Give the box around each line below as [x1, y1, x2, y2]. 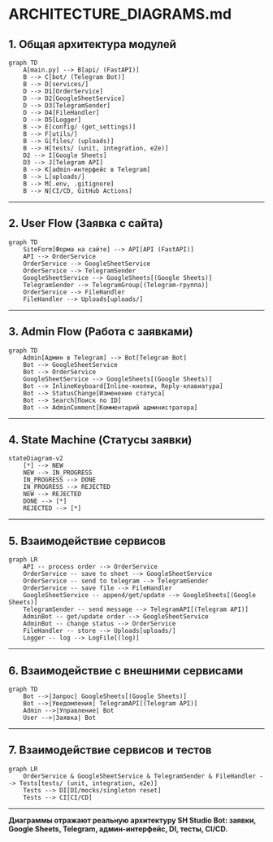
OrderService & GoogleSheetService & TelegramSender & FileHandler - [23, 772, 264, 780]
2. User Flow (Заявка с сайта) [8, 216, 164, 230]
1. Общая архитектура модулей [8, 37, 176, 51]
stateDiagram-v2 [8, 455, 63, 463]
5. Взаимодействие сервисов [8, 534, 167, 548]
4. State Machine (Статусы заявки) [8, 433, 193, 447]
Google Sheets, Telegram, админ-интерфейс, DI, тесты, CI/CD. [8, 823, 228, 834]
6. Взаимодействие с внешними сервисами [8, 664, 244, 678]
